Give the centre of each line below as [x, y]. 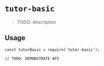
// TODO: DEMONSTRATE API [32, 58]
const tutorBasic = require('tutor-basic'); [52, 50]
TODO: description [37, 22]
